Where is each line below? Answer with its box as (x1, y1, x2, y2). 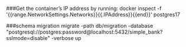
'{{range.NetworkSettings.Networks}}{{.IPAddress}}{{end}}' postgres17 (6, 11, 180, 18)
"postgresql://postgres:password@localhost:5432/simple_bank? (6, 28, 163, 35)
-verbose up (51, 35, 81, 41)
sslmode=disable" (6, 35, 50, 41)
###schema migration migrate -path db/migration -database (6, 23, 154, 29)
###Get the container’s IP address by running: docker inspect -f (6, 5, 162, 12)
